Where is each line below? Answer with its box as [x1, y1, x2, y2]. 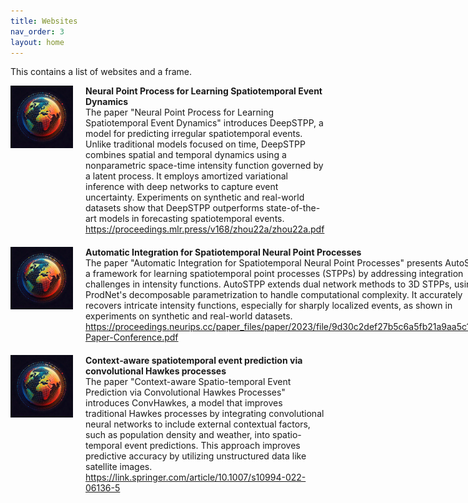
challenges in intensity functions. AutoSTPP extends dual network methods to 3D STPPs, [85, 278, 453, 290]
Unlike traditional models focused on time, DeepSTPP [85, 138, 306, 150]
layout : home [10, 37, 65, 47]
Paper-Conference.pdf [85, 331, 179, 344]
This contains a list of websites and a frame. [10, 66, 193, 78]
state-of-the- [266, 202, 321, 214]
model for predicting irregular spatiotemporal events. [85, 128, 303, 140]
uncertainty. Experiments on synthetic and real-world [85, 191, 305, 204]
